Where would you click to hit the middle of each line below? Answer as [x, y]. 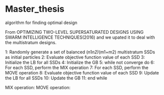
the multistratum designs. [31, 42]
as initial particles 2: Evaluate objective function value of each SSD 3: [75, 57]
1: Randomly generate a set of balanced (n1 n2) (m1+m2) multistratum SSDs [80, 52]
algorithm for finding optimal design [41, 23]
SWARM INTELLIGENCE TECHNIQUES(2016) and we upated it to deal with [80, 37]
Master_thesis [35, 9]
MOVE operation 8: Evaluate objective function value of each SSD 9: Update [82, 72]
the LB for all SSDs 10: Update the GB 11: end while [56, 78]
